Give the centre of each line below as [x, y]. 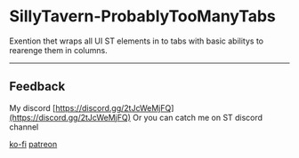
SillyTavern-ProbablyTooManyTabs [142, 16]
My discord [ [32, 107]
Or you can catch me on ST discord [198, 117]
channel [24, 127]
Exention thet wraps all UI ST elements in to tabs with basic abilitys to [137, 41]
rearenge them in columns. [59, 50]
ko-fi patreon [33, 144]
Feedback [37, 87]
